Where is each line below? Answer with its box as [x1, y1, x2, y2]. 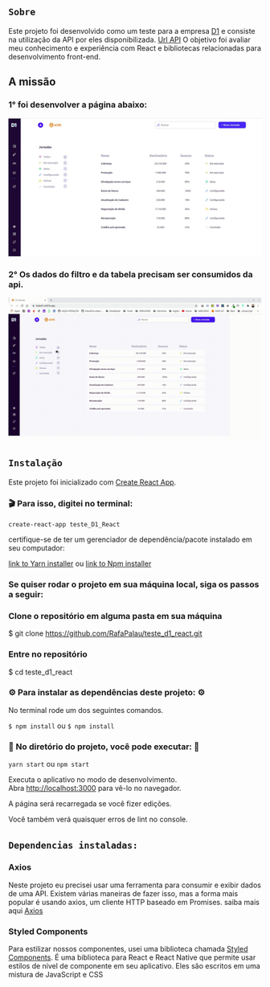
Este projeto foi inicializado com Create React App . [8, 477, 177, 487]
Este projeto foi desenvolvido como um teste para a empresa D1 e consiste [8, 26, 256, 35]
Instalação [8, 457, 63, 469]
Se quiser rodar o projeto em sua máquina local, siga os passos [8, 579, 260, 590]
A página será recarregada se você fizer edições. [8, 799, 172, 809]
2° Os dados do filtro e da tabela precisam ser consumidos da [8, 269, 253, 281]
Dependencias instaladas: [8, 839, 138, 851]
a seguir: [8, 588, 44, 600]
